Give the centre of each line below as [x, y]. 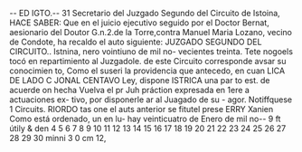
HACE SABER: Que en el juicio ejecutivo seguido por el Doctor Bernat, [139, 23]
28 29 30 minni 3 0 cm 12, [58, 138]
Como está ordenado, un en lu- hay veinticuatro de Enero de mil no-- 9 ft [145, 119]
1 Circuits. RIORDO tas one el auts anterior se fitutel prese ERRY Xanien [142, 109]
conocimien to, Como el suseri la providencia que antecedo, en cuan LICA [147, 71]
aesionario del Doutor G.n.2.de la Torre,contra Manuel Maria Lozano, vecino [151, 32]
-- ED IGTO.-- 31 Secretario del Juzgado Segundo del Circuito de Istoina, [145, 13]
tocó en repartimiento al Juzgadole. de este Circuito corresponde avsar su [148, 61]
